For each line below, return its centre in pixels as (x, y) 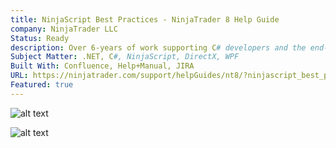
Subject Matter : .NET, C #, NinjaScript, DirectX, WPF (125, 57)
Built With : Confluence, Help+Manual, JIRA (102, 66)
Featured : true (42, 85)
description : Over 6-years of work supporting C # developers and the (158, 47)
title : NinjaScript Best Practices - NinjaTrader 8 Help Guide (145, 19)
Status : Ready (40, 38)
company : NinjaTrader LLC (64, 29)
